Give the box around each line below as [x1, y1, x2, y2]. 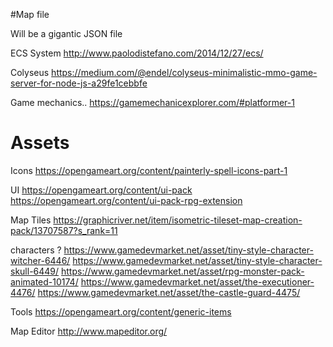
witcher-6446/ [10, 254, 71, 266]
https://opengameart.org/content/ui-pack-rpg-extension [10, 194, 243, 206]
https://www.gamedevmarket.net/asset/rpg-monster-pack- [61, 265, 305, 277]
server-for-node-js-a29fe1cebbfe [10, 77, 148, 89]
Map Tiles [10, 214, 52, 226]
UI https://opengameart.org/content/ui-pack [10, 184, 193, 196]
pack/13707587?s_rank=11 [10, 224, 118, 236]
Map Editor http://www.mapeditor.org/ [10, 325, 168, 337]
